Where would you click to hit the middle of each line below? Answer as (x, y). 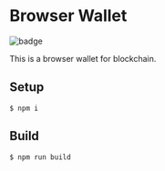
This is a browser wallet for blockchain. (83, 58)
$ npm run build (40, 157)
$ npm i (24, 108)
